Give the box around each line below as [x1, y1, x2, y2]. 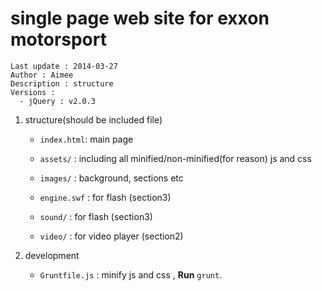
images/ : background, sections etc [39, 172, 184, 184]
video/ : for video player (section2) [39, 230, 184, 242]
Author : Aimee [10, 70, 74, 80]
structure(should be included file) [24, 113, 163, 126]
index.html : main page [39, 133, 134, 145]
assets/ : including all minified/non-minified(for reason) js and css [39, 152, 312, 164]
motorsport [10, 28, 107, 51]
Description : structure [10, 78, 114, 89]
